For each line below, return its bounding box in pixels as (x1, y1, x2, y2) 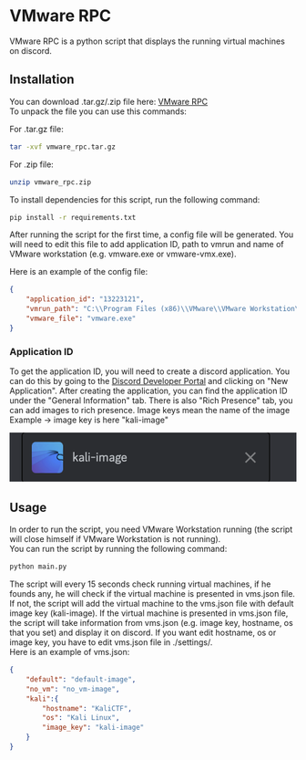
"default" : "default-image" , (25, 674, 137, 684)
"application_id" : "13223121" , (25, 295, 145, 304)
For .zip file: (9, 159, 55, 170)
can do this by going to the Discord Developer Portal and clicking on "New (9, 376, 289, 387)
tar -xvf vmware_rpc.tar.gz (9, 142, 117, 151)
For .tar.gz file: (9, 123, 64, 134)
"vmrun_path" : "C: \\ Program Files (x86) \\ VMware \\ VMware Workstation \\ (25, 305, 303, 314)
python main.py (9, 562, 67, 571)
